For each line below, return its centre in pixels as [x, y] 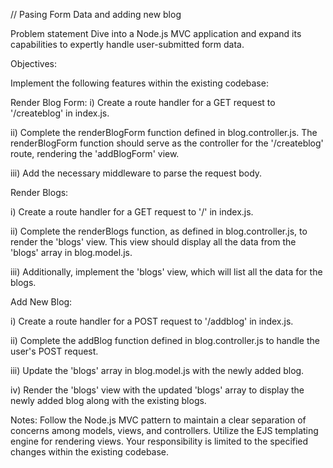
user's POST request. [54, 351]
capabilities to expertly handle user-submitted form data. [127, 44]
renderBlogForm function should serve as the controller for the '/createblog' [167, 143]
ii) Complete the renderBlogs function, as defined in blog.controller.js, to [159, 231]
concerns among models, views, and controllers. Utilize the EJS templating [164, 430]
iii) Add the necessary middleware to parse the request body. [136, 173]
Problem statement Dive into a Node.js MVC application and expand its [156, 33]
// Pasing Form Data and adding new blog [96, 14]
